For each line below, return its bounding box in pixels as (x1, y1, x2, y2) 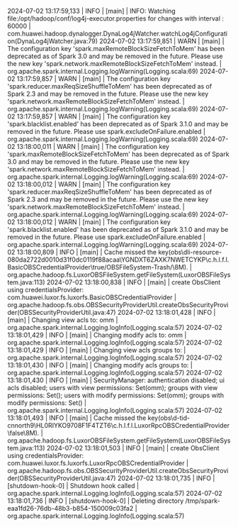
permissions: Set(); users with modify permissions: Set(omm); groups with (7, 391, 225, 399)
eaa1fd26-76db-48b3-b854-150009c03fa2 (7, 504, 134, 512)
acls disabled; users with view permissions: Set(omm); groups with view (7, 384, 218, 392)
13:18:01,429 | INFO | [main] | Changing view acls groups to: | (7, 346, 186, 354)
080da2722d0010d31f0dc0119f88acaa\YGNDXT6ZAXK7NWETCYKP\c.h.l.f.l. (7, 255, 229, 264)
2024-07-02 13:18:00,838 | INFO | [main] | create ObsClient (46, 278, 221, 287)
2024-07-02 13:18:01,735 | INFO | (117, 474, 215, 482)
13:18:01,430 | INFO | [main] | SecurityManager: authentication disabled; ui (7, 376, 225, 384)
